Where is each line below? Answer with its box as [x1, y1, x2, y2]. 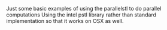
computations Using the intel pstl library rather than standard [6, 11, 157, 18]
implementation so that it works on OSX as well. [6, 18, 124, 24]
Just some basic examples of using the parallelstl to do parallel [6, 5, 162, 12]
